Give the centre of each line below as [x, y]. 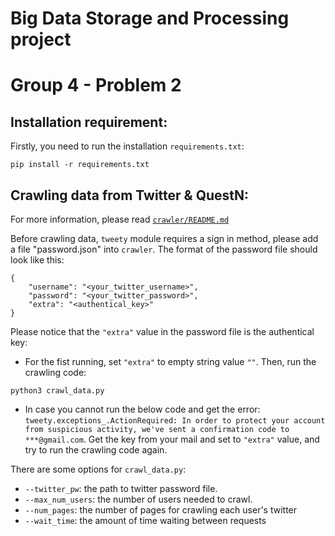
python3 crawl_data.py [57, 391]
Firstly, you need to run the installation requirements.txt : [127, 146]
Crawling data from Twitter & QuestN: [130, 195]
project [41, 39]
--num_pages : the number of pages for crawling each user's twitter [161, 510]
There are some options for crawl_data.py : [98, 469]
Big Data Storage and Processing [150, 18]
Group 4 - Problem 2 [96, 85]
